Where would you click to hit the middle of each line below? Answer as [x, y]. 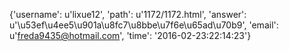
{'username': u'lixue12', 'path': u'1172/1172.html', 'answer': [128, 14]
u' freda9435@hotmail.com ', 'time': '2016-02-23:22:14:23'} [130, 35]
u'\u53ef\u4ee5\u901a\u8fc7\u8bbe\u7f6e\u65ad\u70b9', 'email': [144, 25]
